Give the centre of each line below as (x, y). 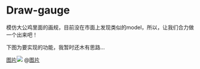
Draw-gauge (38, 10)
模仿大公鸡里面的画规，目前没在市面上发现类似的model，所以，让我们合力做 (100, 27)
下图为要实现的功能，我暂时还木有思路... (56, 47)
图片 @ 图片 (23, 60)
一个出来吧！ (22, 34)
